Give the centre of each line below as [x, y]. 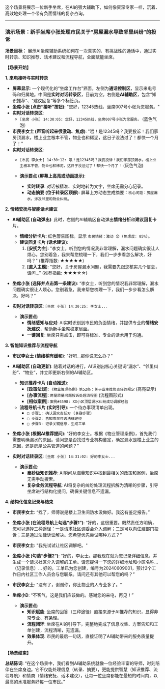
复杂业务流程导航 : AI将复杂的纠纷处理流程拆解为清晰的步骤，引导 [93, 485]
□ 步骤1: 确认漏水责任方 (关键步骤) [59, 414]
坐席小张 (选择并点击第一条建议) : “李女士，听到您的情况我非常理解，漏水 [85, 284]
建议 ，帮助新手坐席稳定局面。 [61, 329]
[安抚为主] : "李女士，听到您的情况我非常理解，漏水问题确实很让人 [93, 248]
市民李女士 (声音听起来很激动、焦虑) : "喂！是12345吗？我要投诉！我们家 [85, 131]
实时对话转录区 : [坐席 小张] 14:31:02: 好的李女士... [64, 457]
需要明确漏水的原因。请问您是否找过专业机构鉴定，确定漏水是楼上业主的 [85, 440]
